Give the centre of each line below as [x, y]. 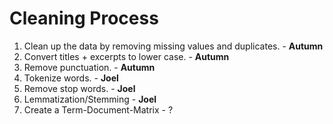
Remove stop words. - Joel [79, 88]
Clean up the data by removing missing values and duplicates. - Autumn [173, 46]
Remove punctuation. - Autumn [89, 67]
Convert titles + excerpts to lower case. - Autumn [126, 56]
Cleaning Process [84, 18]
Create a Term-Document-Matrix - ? [98, 109]
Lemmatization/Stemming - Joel [90, 99]
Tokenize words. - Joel [71, 78]
